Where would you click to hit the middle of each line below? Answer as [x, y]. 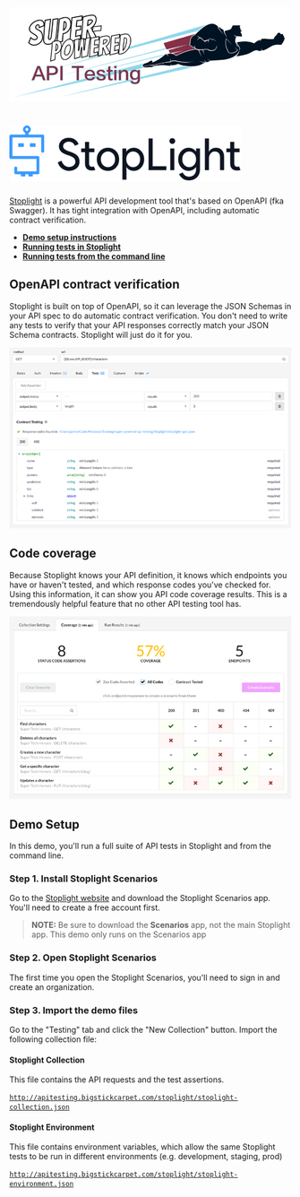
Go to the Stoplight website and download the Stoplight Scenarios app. [140, 898]
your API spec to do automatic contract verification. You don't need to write [149, 316]
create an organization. [52, 987]
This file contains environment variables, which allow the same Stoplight [142, 1147]
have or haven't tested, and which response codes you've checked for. [140, 585]
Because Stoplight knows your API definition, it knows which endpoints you [148, 575]
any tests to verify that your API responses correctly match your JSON [139, 325]
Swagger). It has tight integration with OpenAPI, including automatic [134, 211]
